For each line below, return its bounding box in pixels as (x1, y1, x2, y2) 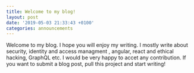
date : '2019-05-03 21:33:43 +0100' (6, 20, 95, 26)
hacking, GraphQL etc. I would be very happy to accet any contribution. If (6, 54, 186, 61)
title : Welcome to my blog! (6, 8, 76, 15)
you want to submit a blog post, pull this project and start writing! (6, 61, 165, 68)
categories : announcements (6, 25, 73, 31)
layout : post (6, 14, 39, 20)
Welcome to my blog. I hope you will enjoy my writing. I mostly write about (6, 42, 189, 49)
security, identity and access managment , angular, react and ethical (6, 48, 174, 55)
